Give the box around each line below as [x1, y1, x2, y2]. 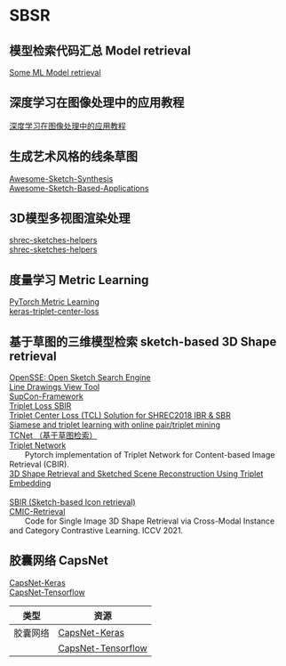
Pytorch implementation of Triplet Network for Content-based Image [25, 450, 275, 460]
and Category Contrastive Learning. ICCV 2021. [9, 525, 184, 536]
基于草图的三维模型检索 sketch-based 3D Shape [9, 334, 277, 349]
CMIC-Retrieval [9, 507, 66, 517]
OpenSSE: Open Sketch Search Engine [9, 372, 151, 383]
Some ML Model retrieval [9, 68, 101, 77]
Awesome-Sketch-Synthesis [9, 173, 114, 183]
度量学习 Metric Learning [9, 272, 149, 288]
